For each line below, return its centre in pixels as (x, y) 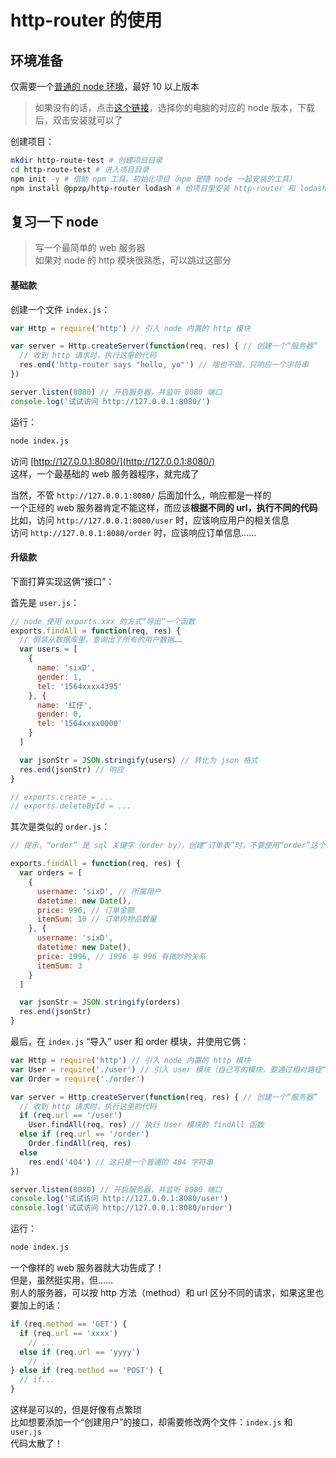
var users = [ (48, 649)
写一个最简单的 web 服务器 (90, 248)
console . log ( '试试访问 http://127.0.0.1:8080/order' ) (121, 1208)
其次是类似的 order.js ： (60, 827)
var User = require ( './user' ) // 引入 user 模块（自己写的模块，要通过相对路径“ (168, 1069)
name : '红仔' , (64, 705)
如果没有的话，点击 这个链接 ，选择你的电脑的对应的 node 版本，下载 (175, 107)
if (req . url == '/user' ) (71, 1116)
